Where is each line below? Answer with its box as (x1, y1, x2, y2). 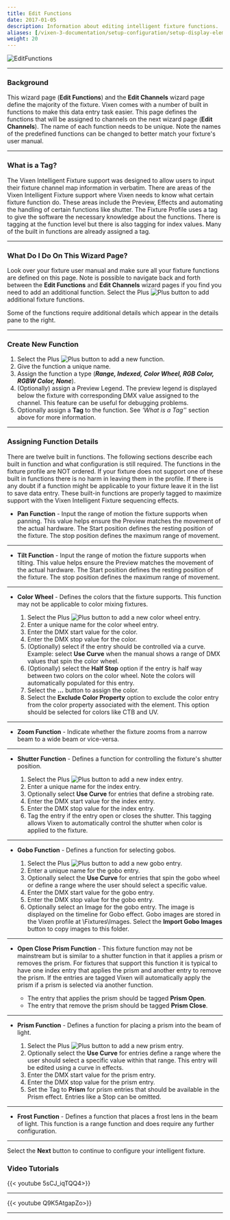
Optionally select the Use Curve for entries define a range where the (27, 1049, 221, 1057)
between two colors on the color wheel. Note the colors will (27, 671, 196, 679)
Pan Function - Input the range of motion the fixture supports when (16, 509, 208, 517)
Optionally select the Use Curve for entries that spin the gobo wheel (27, 873, 220, 881)
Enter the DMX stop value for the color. (27, 635, 138, 643)
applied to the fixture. (27, 826, 88, 834)
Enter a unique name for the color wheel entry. (27, 620, 159, 629)
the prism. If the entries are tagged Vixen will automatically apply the (16, 973, 211, 981)
